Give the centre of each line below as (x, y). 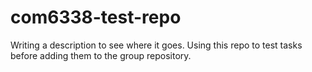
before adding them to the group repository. (101, 55)
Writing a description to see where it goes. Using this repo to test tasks (156, 45)
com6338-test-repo (96, 17)
